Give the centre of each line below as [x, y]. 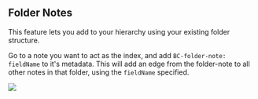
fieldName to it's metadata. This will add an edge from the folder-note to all [129, 64]
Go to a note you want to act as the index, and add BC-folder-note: [117, 55]
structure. [24, 40]
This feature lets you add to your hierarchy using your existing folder [119, 31]
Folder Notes [41, 13]
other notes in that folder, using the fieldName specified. [99, 72]
